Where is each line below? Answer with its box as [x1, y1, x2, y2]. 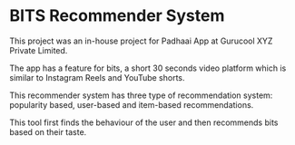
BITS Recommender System [9, 5, 225, 26]
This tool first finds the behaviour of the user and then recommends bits [9, 117, 279, 128]
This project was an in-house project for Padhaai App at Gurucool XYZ [9, 35, 273, 46]
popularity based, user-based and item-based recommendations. [9, 99, 254, 110]
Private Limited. [9, 44, 68, 55]
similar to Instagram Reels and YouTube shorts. [9, 72, 185, 82]
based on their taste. [9, 126, 87, 137]
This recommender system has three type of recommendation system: [9, 90, 273, 101]
